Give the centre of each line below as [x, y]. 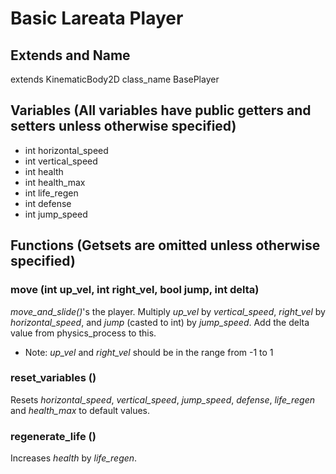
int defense [48, 203]
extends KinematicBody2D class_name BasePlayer [115, 79]
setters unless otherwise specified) [123, 126]
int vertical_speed [61, 161]
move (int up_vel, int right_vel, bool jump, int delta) [135, 290]
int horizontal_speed [66, 150]
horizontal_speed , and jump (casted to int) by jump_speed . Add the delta [160, 322]
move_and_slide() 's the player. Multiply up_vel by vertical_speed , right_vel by [168, 311]
